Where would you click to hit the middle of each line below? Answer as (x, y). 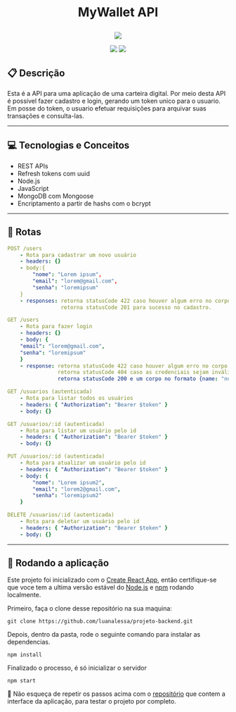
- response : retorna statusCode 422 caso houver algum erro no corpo (124, 366)
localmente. (24, 595)
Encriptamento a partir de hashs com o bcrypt (84, 203)
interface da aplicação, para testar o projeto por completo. (92, 701)
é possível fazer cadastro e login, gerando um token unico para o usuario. (114, 101)
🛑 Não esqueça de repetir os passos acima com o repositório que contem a (117, 694)
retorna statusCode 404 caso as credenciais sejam (133, 373)
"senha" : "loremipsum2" (67, 496)
